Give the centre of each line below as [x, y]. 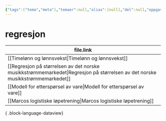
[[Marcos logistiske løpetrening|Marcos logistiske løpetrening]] [81, 101]
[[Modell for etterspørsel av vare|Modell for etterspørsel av [76, 86]
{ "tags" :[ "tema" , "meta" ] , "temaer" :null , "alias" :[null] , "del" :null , [76, 10]
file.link [83, 50]
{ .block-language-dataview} [34, 113]
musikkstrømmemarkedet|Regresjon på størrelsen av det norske [82, 72]
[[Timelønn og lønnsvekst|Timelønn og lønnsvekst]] [68, 58]
